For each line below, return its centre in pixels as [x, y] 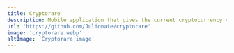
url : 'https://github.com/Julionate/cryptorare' [79, 26]
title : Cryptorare [34, 13]
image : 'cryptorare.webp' [45, 33]
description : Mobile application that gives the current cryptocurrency [115, 20]
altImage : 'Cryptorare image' [51, 39]
